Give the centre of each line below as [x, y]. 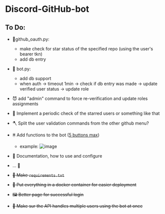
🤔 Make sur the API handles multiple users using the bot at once [77, 206]
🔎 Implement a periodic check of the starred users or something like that [86, 113]
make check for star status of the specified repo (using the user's [86, 49]
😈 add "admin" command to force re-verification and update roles [80, 98]
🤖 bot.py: [21, 69]
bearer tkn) [31, 54]
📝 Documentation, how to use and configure [57, 156]
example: [29, 146]
